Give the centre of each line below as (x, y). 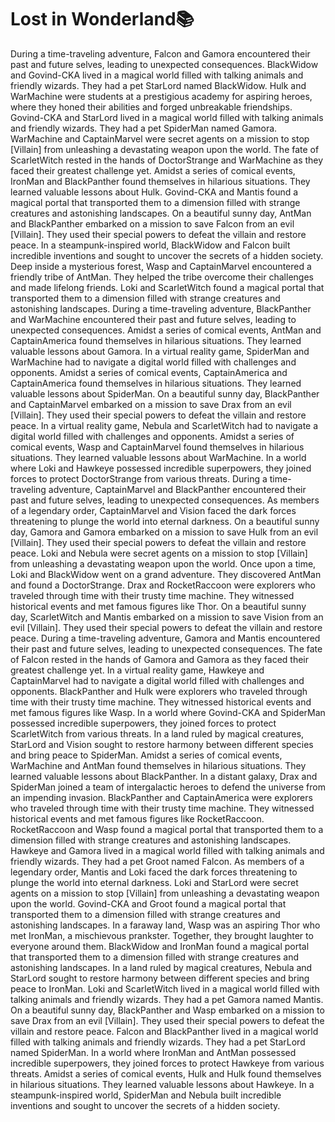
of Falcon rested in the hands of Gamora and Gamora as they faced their (160, 659)
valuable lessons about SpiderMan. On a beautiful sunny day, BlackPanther (165, 393)
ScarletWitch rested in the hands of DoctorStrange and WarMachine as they (167, 160)
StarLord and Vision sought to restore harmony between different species (162, 744)
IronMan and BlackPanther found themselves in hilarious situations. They (160, 181)
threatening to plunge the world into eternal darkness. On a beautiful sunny (165, 521)
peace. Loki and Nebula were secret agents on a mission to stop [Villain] (159, 553)
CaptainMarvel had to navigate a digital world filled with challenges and (157, 680)
